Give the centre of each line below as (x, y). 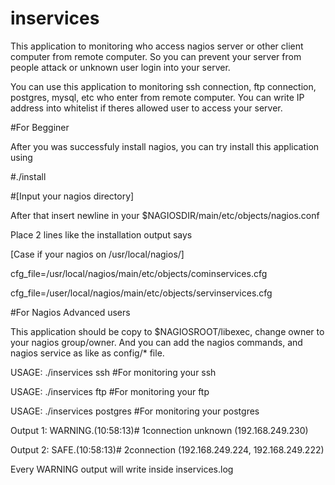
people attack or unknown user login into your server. (120, 67)
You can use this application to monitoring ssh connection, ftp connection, (163, 86)
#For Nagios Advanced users (70, 312)
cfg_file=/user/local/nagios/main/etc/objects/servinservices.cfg (141, 293)
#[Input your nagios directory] (72, 196)
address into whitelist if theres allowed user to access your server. (146, 108)
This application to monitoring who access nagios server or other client (157, 46)
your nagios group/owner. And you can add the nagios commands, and (156, 342)
